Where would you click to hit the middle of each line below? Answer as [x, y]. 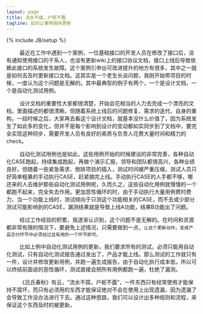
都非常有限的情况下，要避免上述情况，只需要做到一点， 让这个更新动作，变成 [98, 227]
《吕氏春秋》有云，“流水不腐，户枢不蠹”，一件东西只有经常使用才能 [104, 283]
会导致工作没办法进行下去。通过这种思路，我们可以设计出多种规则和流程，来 [101, 298]
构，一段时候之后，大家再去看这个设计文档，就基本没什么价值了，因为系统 [99, 119]
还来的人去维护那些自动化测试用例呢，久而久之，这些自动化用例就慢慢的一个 [101, 185]
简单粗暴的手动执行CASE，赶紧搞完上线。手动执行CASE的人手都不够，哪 [102, 177]
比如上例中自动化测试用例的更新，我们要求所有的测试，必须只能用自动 [107, 247]
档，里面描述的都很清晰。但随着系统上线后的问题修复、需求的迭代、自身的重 [101, 111]
